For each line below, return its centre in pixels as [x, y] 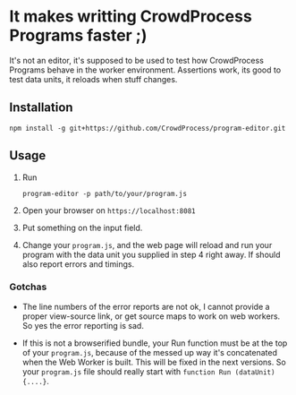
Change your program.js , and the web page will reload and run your [147, 245]
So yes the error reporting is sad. [83, 325]
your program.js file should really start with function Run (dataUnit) [148, 371]
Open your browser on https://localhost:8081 [109, 210]
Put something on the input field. [82, 228]
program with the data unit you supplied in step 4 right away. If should [151, 254]
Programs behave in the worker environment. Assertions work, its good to [145, 70]
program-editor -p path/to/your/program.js [105, 193]
